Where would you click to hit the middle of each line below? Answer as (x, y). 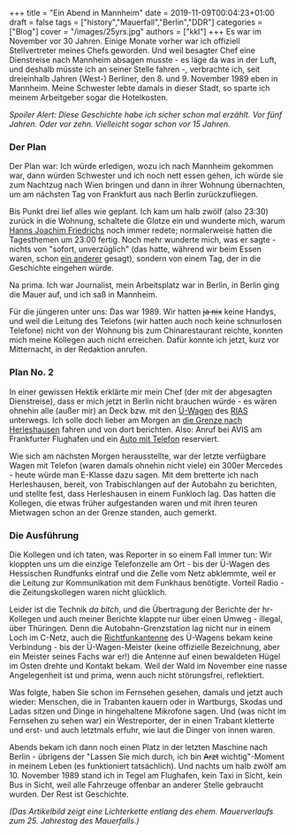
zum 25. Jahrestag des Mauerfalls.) (74, 820)
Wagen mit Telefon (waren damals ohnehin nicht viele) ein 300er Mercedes (146, 465)
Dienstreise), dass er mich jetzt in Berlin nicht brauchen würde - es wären (143, 401)
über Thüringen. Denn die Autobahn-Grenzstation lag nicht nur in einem (140, 628)
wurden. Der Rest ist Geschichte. (69, 794)
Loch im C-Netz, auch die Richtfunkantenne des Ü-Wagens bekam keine (141, 638)
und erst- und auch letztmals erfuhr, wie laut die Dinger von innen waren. (142, 730)
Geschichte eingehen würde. (62, 268)
